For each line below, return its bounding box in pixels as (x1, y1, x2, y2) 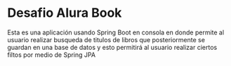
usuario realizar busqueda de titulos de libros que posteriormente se (7, 35, 206, 44)
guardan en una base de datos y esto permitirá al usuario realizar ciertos (7, 43, 218, 51)
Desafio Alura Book (7, 5, 122, 21)
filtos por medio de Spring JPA (7, 51, 96, 59)
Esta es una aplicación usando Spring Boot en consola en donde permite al (7, 28, 225, 37)
